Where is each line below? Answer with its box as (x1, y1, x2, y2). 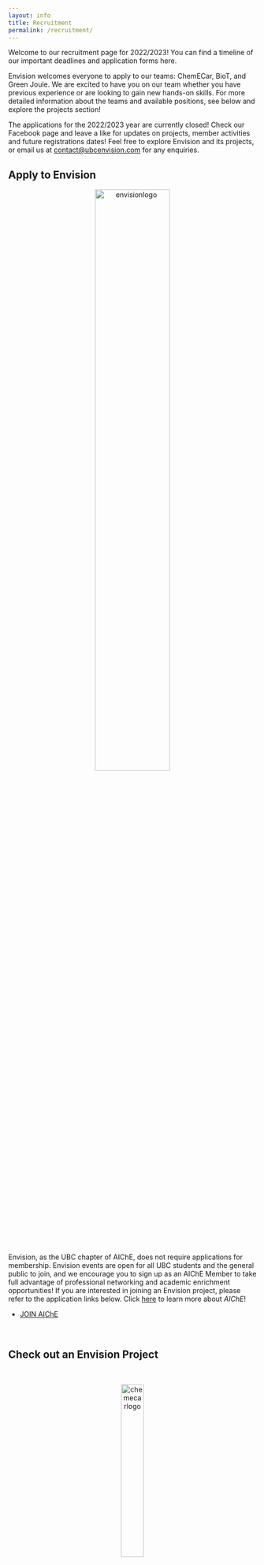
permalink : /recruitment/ (8, 26, 93, 34)
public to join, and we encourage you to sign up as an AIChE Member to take (8, 1269, 257, 1279)
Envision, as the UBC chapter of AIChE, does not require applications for (8, 1252, 243, 1262)
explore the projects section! (8, 105, 101, 114)
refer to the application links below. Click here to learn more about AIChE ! (8, 1294, 247, 1304)
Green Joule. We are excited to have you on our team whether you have (8, 80, 241, 89)
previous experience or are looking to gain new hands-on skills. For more (8, 88, 246, 98)
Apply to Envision (8, 168, 97, 181)
